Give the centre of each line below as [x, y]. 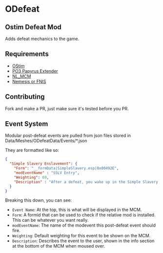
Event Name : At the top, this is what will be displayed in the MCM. [77, 210]
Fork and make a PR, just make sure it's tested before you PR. [67, 108]
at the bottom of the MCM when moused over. [59, 246]
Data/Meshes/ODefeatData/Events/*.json [46, 141]
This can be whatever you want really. [50, 220]
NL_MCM [21, 76]
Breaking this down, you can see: [39, 200]
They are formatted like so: [32, 150]
